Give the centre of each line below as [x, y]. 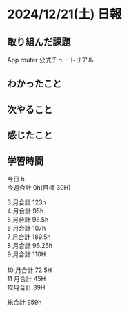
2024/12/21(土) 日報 [64, 14]
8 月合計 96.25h [30, 245]
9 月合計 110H [27, 254]
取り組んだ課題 [39, 42]
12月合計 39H [26, 287]
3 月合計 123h [27, 202]
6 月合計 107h [27, 228]
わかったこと [34, 84]
